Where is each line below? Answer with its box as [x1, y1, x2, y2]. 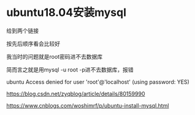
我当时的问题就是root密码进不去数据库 [6, 53, 103, 60]
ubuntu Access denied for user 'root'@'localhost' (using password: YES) [6, 78, 190, 86]
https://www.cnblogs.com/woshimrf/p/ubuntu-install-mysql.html [6, 102, 169, 109]
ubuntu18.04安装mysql [6, 6, 127, 20]
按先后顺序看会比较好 [6, 40, 60, 47]
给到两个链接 [6, 27, 39, 34]
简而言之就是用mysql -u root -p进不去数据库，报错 [6, 65, 134, 73]
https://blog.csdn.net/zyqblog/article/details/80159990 [6, 90, 145, 97]
